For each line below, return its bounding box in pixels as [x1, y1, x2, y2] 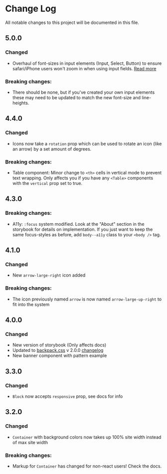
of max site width [12, 439, 48, 445]
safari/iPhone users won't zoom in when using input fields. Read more [12, 65, 157, 71]
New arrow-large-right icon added [12, 272, 86, 278]
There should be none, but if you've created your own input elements [12, 89, 155, 95]
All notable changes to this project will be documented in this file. [5, 19, 140, 25]
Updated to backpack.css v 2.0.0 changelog [12, 347, 104, 353]
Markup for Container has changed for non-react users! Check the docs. [12, 463, 162, 469]
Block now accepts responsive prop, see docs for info [12, 393, 123, 399]
